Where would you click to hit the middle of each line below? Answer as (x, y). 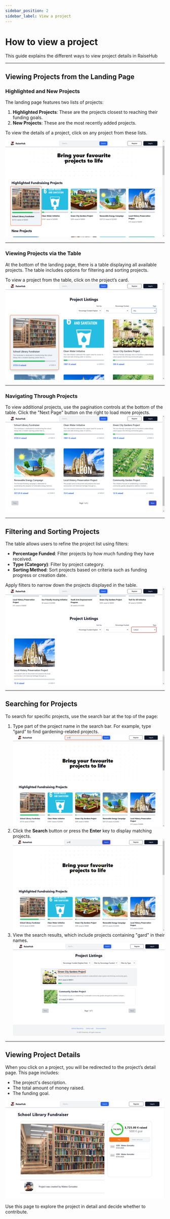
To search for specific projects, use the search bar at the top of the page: (82, 716)
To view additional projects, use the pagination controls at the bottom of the (84, 407)
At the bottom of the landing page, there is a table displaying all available (81, 264)
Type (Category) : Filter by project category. (58, 564)
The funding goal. (31, 1093)
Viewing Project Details (43, 1055)
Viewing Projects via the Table (43, 253)
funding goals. (28, 117)
